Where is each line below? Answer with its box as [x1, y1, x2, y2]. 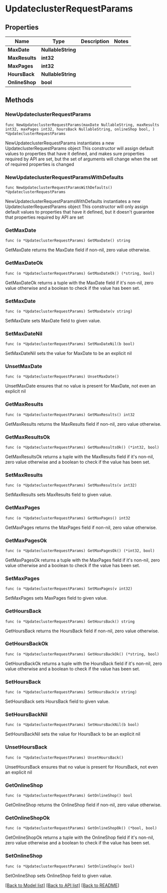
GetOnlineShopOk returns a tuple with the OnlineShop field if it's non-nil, [5, 834, 155, 840]
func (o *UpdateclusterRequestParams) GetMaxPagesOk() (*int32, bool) [5, 548, 155, 553]
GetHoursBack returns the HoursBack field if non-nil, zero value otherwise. [5, 628, 160, 634]
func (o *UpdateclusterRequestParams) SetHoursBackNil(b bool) [5, 723, 140, 728]
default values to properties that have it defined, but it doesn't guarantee [5, 209, 155, 215]
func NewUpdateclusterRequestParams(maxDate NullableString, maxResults [5, 122, 160, 127]
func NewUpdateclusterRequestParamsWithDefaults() [5, 185, 113, 190]
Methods [5, 96, 34, 104]
